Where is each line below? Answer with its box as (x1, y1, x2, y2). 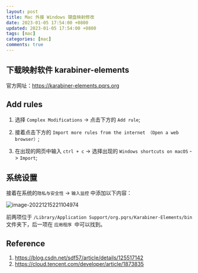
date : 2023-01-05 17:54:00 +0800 (6, 20, 89, 25)
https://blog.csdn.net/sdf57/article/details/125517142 (14, 254, 144, 261)
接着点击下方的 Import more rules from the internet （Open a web (14, 129, 179, 136)
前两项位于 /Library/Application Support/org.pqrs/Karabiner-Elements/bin (6, 214, 193, 221)
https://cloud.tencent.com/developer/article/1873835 (14, 261, 144, 268)
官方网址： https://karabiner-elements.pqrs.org (6, 82, 119, 89)
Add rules (6, 99, 43, 110)
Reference (6, 238, 46, 249)
